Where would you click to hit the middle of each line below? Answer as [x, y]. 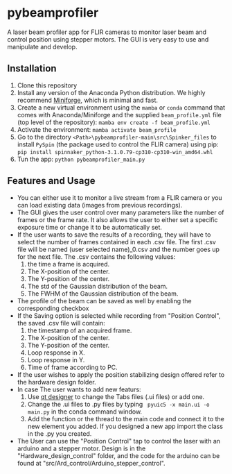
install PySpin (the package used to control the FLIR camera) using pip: [118, 144]
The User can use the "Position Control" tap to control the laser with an [118, 441]
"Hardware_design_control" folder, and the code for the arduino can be [118, 455]
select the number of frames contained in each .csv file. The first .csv [116, 242]
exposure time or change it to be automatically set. [90, 227]
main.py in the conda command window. [85, 412]
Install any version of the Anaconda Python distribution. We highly [111, 92]
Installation [32, 68]
